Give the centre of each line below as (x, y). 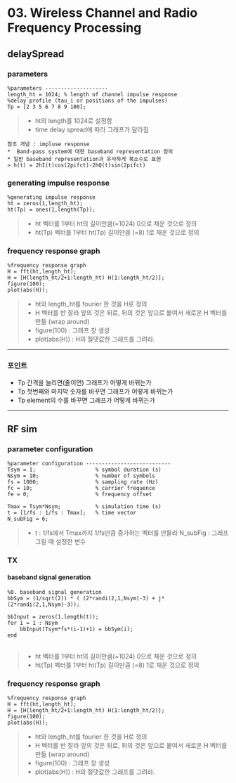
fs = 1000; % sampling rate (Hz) (83, 482)
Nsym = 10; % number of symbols (81, 476)
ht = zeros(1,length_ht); (45, 204)
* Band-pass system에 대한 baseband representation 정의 (90, 151)
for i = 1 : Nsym (33, 623)
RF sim (22, 429)
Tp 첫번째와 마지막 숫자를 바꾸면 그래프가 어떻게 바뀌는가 (95, 391)
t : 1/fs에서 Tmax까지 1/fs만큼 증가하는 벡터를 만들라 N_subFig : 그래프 (132, 533)
